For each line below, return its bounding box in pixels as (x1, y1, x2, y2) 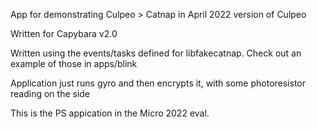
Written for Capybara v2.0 (10, 28, 118, 39)
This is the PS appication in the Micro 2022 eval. (10, 107, 210, 119)
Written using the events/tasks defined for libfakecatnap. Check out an (10, 47, 302, 59)
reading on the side (10, 88, 91, 99)
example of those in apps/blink (10, 58, 138, 69)
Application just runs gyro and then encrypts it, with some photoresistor (10, 77, 307, 89)
